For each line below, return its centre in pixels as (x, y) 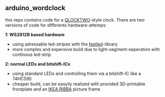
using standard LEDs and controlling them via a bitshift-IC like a (77, 73)
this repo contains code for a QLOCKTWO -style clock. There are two (75, 20)
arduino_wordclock (35, 8)
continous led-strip (32, 54)
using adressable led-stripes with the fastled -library (65, 44)
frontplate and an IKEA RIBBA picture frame (56, 89)
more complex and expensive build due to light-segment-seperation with (86, 49)
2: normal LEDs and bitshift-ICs (38, 64)
